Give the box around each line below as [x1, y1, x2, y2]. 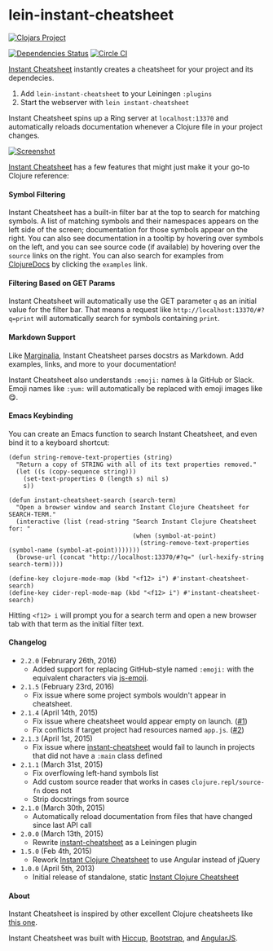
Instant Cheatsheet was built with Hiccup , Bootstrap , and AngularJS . [8, 933, 238, 943]
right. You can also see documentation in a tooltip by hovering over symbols [8, 234, 264, 244]
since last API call [32, 820, 92, 830]
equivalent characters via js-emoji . [32, 672, 149, 682]
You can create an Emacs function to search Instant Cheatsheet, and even [8, 429, 258, 438]
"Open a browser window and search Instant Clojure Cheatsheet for [15, 503, 250, 511]
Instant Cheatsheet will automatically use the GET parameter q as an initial [8, 296, 257, 306]
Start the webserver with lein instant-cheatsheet [20, 97, 190, 107]
